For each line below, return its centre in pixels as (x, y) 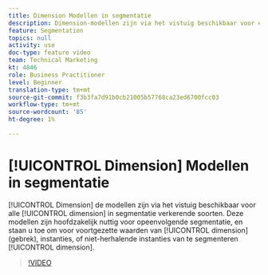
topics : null (30, 38)
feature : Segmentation (46, 30)
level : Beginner (35, 82)
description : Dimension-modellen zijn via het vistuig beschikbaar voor (132, 23)
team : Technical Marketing (53, 61)
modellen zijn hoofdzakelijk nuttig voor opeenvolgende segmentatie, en (126, 222)
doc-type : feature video (49, 53)
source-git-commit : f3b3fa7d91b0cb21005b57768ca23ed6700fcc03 (114, 97)
